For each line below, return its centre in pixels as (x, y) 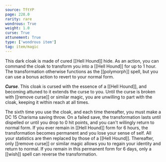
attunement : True (23, 38)
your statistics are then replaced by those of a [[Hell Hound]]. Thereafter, (80, 138)
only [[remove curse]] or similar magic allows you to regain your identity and (83, 143)
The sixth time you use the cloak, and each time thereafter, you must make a (83, 112)
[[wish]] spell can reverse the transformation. (51, 154)
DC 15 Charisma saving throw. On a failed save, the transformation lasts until (83, 117)
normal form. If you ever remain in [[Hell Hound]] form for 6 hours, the (77, 128)
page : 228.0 (17, 14)
